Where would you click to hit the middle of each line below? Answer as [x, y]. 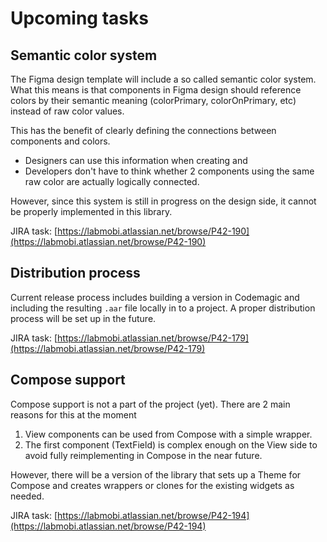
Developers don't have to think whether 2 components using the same [169, 171]
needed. [27, 496]
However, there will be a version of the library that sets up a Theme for [156, 474]
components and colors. [60, 141]
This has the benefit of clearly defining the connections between [143, 130]
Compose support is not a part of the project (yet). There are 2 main [150, 404]
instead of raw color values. [67, 111]
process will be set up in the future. [83, 318]
